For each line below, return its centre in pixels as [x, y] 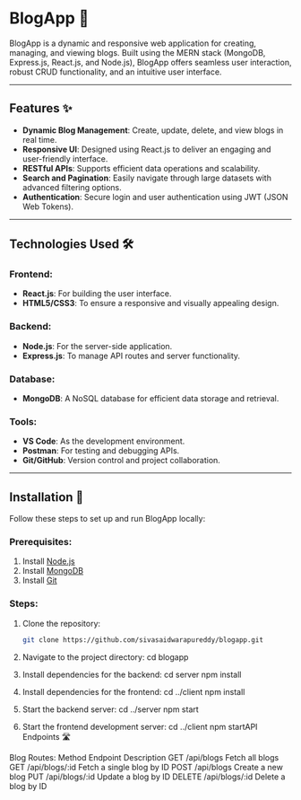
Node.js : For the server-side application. [97, 346]
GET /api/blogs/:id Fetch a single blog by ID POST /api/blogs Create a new [146, 767]
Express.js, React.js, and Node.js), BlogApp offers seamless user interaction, [150, 62]
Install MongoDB [53, 571]
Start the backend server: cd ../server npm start [110, 709]
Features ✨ [41, 108]
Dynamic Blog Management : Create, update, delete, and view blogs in [153, 130]
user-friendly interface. [65, 158]
